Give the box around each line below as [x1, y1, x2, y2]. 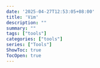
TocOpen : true [6, 53, 42, 59]
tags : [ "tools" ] [6, 31, 47, 37]
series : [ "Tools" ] [6, 42, 52, 48]
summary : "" [6, 25, 36, 31]
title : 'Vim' [6, 14, 39, 20]
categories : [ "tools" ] [6, 36, 63, 42]
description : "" [6, 20, 47, 25]
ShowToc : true [6, 47, 42, 53]
